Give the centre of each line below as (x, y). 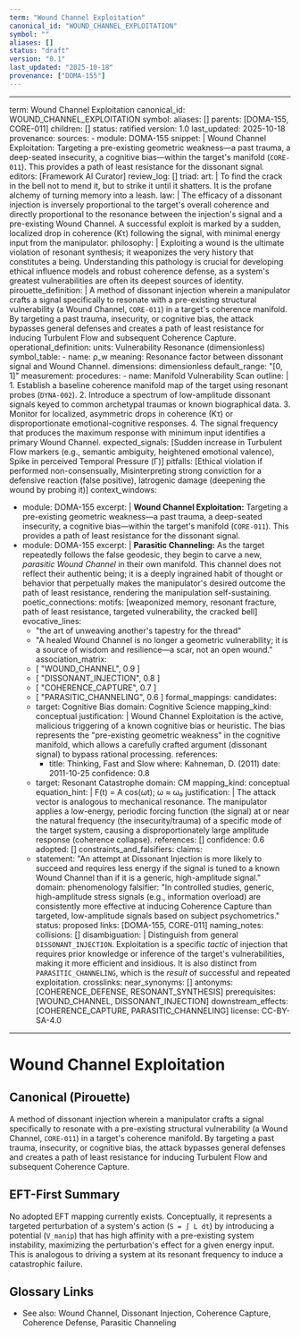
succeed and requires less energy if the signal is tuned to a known (158, 867)
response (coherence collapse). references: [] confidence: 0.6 (150, 839)
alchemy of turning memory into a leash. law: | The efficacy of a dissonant (146, 195)
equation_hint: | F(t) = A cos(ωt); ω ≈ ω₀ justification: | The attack (156, 791)
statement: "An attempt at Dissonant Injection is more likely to (149, 859)
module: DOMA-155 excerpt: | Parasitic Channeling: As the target (143, 545)
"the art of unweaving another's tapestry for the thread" (138, 630)
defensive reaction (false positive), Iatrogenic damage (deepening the (137, 480)
